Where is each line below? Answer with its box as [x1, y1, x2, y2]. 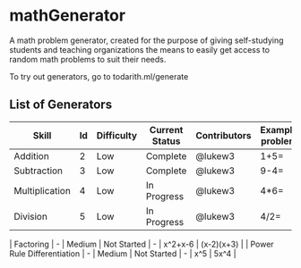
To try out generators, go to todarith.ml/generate [9, 71, 189, 81]
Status [151, 135, 181, 147]
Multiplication [13, 184, 72, 197]
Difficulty [96, 129, 137, 141]
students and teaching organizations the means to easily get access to [9, 44, 271, 54]
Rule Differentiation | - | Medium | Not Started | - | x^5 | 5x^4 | [9, 247, 236, 259]
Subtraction [13, 164, 64, 177]
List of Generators [9, 97, 113, 113]
